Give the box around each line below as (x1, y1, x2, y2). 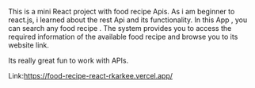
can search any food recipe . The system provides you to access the (8, 24, 232, 33)
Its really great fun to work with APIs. (8, 55, 129, 65)
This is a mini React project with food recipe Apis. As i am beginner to (8, 7, 235, 16)
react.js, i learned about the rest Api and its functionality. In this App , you (8, 15, 248, 25)
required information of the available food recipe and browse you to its (8, 32, 238, 41)
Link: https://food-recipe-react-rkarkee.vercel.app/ (8, 71, 173, 80)
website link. (8, 40, 50, 50)
